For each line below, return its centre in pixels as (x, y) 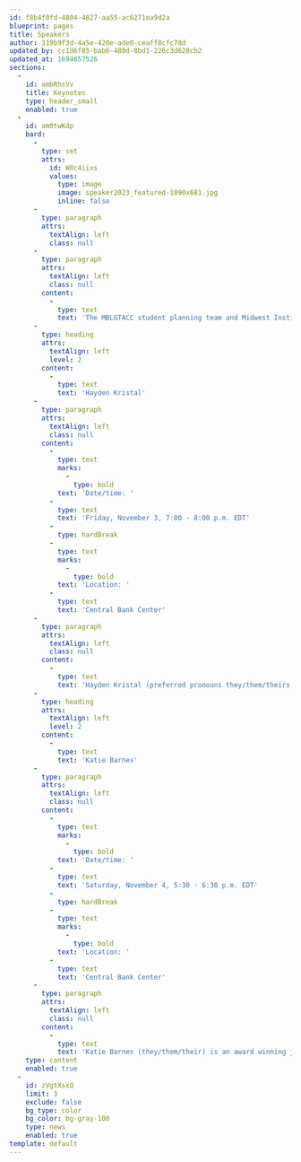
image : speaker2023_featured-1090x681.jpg (138, 193)
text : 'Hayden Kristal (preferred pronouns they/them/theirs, (176, 685)
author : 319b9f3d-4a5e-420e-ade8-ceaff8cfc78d (98, 43)
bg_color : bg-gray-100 (68, 1119)
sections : (28, 68)
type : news (46, 1127)
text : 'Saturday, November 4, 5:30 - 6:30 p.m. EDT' (157, 885)
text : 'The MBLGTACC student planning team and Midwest (163, 318)
